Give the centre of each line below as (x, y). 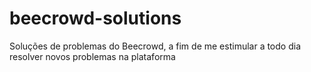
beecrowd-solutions (95, 18)
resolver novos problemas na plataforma (92, 56)
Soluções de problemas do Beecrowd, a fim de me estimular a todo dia (155, 46)
